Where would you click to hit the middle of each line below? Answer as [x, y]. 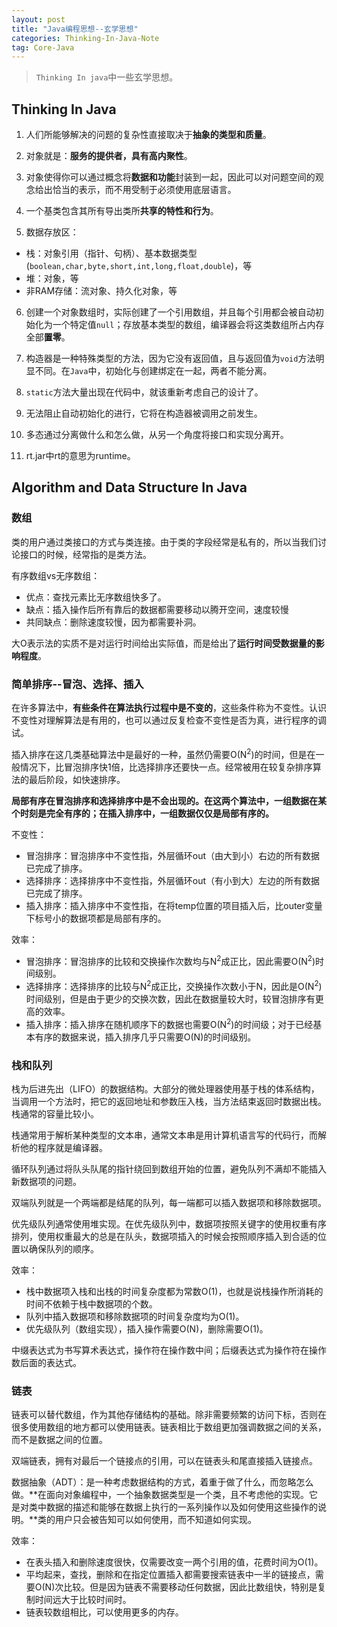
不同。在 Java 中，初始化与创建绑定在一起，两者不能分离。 [153, 371]
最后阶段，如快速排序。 [77, 779]
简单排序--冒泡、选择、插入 [77, 684]
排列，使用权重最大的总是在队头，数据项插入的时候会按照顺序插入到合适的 [164, 1236]
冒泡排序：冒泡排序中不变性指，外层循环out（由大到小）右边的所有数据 [173, 855]
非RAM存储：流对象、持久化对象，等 [101, 291]
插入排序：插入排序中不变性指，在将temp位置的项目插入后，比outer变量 [174, 905]
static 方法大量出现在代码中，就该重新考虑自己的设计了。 [144, 392]
